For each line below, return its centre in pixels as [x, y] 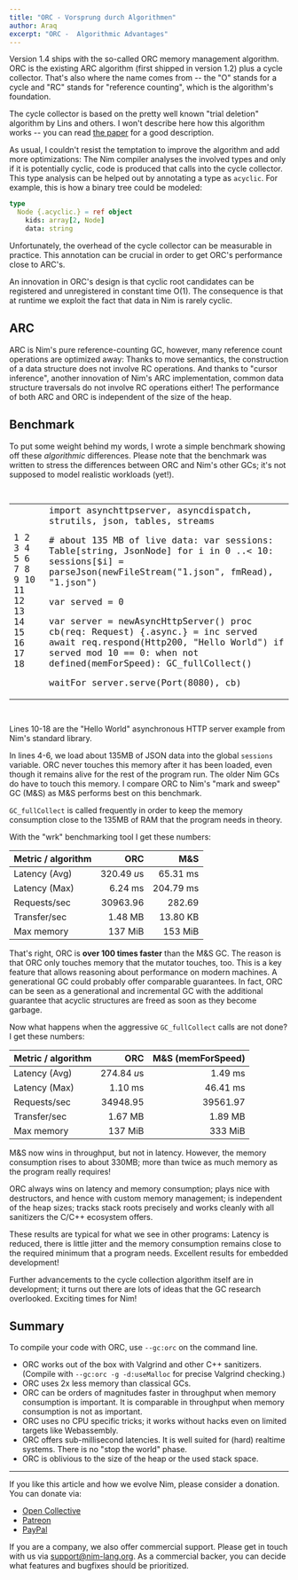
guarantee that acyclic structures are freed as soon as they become [133, 1000]
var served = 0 [86, 602]
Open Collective [51, 1511]
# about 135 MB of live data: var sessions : [161, 540]
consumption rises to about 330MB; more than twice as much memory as [143, 1162]
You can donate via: [46, 1494]
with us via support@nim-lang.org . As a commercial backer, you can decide [148, 1556]
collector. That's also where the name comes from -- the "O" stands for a [143, 78]
